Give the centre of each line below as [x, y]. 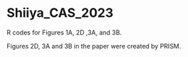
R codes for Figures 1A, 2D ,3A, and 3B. [64, 32]
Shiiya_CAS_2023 [60, 13]
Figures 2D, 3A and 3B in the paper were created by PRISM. [94, 46]
